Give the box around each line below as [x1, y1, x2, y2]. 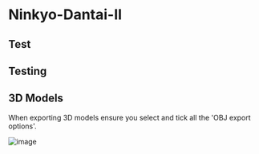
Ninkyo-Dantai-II [8, 6, 123, 24]
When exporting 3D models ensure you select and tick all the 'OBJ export [8, 113, 251, 122]
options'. [8, 121, 38, 131]
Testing [8, 64, 47, 77]
